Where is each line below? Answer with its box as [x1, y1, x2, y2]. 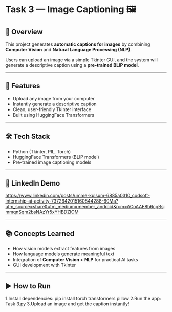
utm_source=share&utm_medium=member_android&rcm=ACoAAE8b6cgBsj [5, 204, 165, 210]
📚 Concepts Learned [5, 229, 75, 238]
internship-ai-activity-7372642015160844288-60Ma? [5, 198, 119, 204]
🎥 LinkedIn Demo [5, 179, 60, 188]
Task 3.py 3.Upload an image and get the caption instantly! [5, 301, 130, 307]
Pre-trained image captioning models [12, 159, 92, 166]
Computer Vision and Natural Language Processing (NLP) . [5, 47, 132, 52]
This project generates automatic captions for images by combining [5, 41, 150, 47]
